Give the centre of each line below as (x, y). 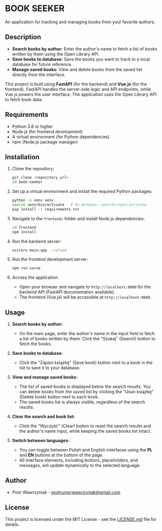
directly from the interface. (39, 74)
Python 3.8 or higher (32, 126)
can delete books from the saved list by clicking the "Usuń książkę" (86, 392)
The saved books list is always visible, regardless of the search (82, 402)
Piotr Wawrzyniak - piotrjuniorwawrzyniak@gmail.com (66, 492)
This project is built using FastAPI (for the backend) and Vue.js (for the (76, 84)
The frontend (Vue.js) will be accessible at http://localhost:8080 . (85, 297)
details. (12, 524)
